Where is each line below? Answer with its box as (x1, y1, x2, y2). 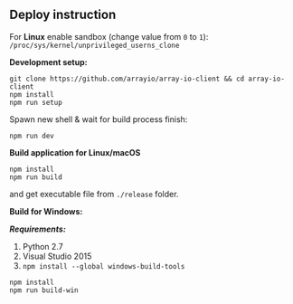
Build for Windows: (9, 205, 83, 216)
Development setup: (9, 56, 88, 67)
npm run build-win (9, 285, 79, 295)
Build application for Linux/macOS (9, 147, 141, 157)
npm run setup (9, 98, 63, 107)
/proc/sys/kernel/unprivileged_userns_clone (9, 41, 180, 50)
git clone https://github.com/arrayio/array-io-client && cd (9, 74, 245, 83)
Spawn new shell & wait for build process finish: (9, 113, 188, 125)
